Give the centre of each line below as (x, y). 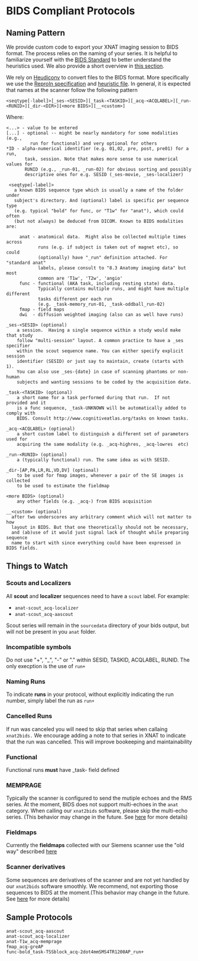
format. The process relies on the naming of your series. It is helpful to (92, 53)
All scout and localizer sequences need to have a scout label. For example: (98, 596)
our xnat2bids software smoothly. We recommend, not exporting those (92, 886)
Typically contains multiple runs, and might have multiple (113, 289)
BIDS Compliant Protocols (71, 11)
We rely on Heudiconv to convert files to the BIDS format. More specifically (98, 77)
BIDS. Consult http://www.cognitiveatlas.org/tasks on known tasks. (103, 419)
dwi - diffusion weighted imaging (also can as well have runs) (101, 315)
